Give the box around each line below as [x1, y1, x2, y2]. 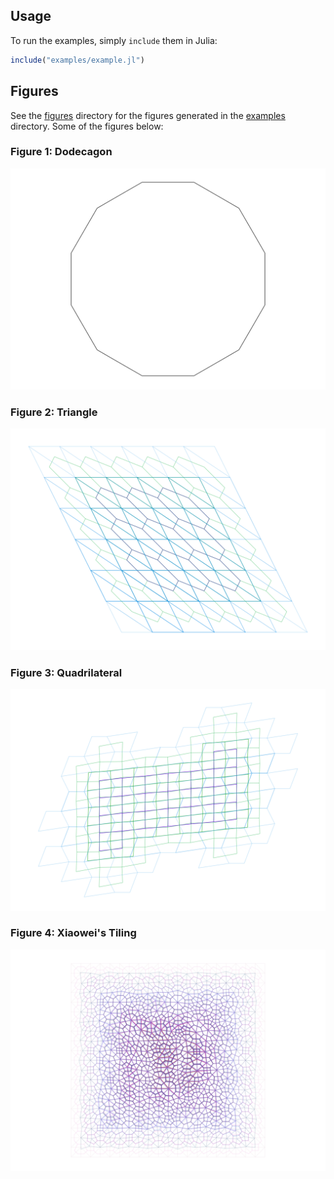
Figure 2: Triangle [10, 405, 98, 419]
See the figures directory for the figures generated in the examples [10, 109, 286, 121]
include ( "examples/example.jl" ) [10, 55, 145, 65]
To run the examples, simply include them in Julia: [10, 34, 218, 46]
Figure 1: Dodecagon [10, 145, 113, 159]
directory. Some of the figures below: [10, 120, 164, 132]
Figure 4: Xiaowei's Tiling [10, 926, 137, 940]
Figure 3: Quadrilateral [10, 665, 123, 679]
